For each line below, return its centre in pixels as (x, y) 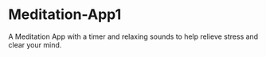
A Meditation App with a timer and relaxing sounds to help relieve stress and (133, 36)
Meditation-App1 (65, 15)
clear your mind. (35, 44)
